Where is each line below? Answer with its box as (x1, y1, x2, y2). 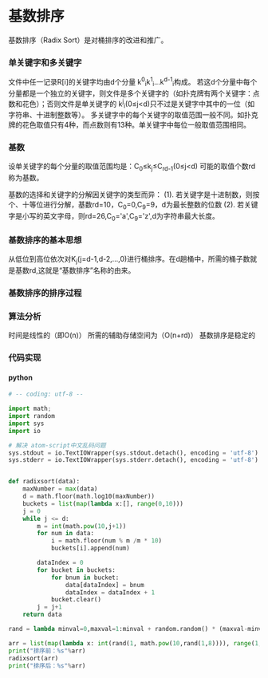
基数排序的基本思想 (8, 235, 82, 246)
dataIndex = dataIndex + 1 (65, 588, 156, 597)
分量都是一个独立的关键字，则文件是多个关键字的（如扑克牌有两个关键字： (8, 89, 253, 98)
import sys (8, 420, 45, 428)
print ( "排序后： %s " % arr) (8, 661, 86, 670)
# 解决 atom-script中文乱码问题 (8, 441, 106, 449)
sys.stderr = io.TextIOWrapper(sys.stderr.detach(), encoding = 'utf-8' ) (8, 456, 259, 464)
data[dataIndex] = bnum (65, 581, 145, 589)
